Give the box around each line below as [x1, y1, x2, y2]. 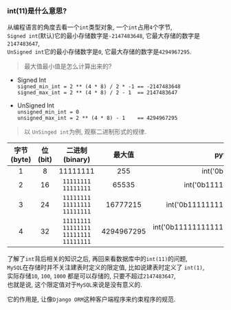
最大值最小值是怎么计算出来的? [23, 62, 112, 70]
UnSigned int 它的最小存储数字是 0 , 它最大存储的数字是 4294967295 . [7, 48, 192, 56]
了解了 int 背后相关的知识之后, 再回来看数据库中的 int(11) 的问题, [7, 255, 188, 263]
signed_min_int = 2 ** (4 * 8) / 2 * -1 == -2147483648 [16, 83, 181, 90]
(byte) [10, 155, 32, 165]
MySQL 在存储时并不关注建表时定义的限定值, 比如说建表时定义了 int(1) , [7, 263, 205, 271]
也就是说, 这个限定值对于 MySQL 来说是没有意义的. [7, 280, 142, 289]
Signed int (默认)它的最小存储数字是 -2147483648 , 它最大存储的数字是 [7, 32, 201, 40]
